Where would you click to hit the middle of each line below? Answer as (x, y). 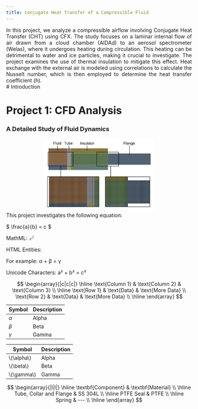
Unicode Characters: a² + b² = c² (46, 272)
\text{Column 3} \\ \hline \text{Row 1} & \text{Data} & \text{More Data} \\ (99, 290)
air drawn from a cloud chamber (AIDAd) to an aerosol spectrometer (99, 43)
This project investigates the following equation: (64, 215)
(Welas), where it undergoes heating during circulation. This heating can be (99, 49)
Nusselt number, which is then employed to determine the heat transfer (99, 74)
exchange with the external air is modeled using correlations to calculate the (99, 67)
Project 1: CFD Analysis (64, 110)
